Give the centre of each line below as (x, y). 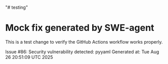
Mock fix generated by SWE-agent (80, 28)
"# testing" (17, 7)
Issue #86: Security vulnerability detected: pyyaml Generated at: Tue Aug (82, 52)
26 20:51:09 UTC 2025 (29, 57)
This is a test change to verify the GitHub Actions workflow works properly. (84, 42)
